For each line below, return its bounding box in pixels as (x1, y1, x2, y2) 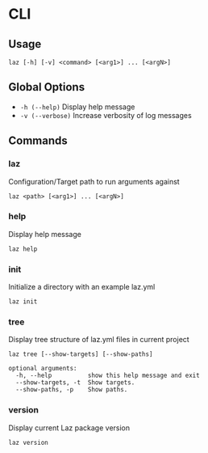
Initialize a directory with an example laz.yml (8, 282, 156, 292)
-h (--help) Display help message (19, 102, 135, 112)
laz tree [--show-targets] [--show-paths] (8, 350, 153, 358)
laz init (8, 298, 38, 306)
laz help (8, 244, 38, 253)
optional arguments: (8, 365, 78, 373)
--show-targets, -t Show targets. (15, 379, 135, 387)
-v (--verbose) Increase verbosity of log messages (19, 110, 192, 120)
